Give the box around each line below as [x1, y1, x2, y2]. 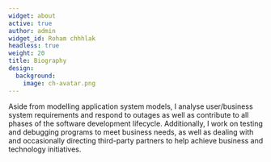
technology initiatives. [8, 144, 82, 154]
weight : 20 [8, 49, 45, 57]
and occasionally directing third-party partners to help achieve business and [8, 135, 264, 145]
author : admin [8, 27, 57, 35]
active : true [8, 19, 53, 27]
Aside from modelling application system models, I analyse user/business [8, 102, 253, 111]
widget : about [8, 11, 57, 20]
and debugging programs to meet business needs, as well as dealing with [8, 127, 254, 137]
